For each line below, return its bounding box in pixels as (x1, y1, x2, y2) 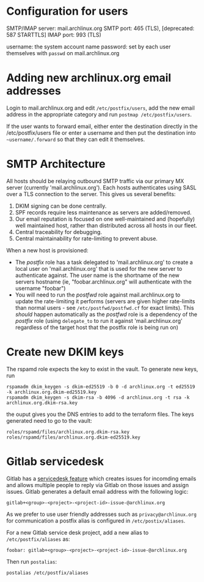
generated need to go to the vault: (6, 417, 93, 424)
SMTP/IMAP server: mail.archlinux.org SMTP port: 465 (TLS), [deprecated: (6, 25, 195, 32)
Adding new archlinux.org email (6, 71, 172, 85)
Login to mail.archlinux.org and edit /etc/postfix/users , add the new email (6, 104, 195, 111)
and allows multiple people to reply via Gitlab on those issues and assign (6, 481, 189, 488)
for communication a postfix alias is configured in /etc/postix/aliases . (6, 516, 186, 524)
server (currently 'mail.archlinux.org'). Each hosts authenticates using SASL (6, 184, 197, 191)
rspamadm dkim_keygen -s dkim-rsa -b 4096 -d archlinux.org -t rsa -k (6, 394, 190, 401)
